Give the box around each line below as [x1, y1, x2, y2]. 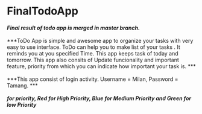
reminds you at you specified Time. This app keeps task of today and [7, 49, 178, 57]
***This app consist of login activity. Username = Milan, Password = [7, 75, 178, 83]
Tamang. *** [7, 81, 38, 89]
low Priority [7, 101, 37, 108]
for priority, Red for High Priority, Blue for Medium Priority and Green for [7, 95, 192, 102]
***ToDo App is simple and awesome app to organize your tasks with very [7, 37, 194, 44]
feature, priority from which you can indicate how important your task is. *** [7, 62, 196, 70]
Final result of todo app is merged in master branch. [7, 24, 140, 31]
